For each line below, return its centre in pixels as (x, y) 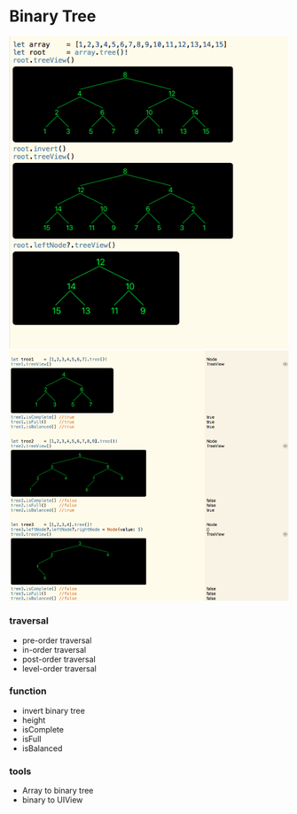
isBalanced (42, 748)
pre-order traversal (57, 640)
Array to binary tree (58, 791)
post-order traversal (59, 659)
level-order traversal (59, 668)
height (34, 720)
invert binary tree (54, 710)
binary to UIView (52, 800)
